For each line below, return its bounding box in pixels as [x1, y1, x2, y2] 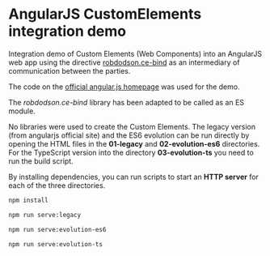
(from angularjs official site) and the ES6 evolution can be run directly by [8, 130, 250, 140]
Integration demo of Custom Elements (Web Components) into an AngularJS [8, 49, 263, 58]
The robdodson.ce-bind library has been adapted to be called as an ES [8, 97, 245, 107]
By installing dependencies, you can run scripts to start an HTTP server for [8, 172, 259, 181]
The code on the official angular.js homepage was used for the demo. [8, 82, 240, 92]
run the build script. [8, 156, 74, 166]
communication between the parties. [8, 66, 131, 75]
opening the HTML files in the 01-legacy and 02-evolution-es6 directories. [8, 139, 260, 148]
